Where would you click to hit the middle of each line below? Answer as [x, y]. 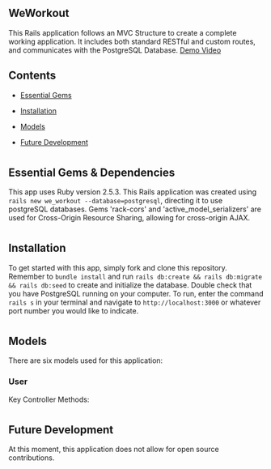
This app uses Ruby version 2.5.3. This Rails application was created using [133, 192]
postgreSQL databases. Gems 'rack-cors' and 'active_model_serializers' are [135, 209]
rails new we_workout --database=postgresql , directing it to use [116, 201]
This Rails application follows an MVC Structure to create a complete [123, 32]
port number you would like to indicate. [74, 310]
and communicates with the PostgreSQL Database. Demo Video [115, 50]
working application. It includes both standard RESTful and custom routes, [132, 41]
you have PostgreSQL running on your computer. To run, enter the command [136, 293]
